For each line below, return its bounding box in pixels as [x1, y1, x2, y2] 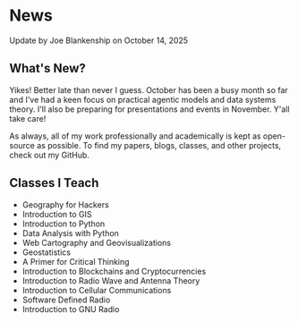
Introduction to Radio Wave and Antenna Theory [21, 275, 200, 286]
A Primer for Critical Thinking [21, 256, 130, 267]
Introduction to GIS [21, 208, 92, 219]
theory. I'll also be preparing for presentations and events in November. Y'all [9, 104, 290, 114]
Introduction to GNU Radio [21, 303, 120, 314]
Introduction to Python [21, 218, 106, 229]
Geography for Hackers [21, 199, 109, 210]
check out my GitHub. [9, 149, 89, 160]
